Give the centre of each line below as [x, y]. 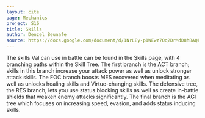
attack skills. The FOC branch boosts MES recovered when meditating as [98, 77]
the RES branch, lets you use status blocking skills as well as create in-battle [103, 90]
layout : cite [23, 12]
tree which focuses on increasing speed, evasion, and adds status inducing [101, 103]
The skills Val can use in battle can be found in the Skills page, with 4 [93, 58]
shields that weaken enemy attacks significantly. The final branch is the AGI [101, 97]
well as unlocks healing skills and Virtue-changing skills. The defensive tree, [102, 84]
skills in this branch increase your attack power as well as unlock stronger [99, 71]
